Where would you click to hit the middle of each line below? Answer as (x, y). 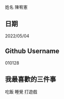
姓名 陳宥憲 (16, 7)
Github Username (32, 51)
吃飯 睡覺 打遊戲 (21, 92)
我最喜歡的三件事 (31, 79)
